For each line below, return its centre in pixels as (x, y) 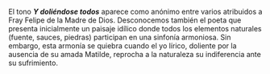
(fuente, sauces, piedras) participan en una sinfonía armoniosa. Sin (120, 37)
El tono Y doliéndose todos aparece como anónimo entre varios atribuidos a (135, 12)
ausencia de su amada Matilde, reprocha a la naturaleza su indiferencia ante (135, 54)
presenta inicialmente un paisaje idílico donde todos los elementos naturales (135, 29)
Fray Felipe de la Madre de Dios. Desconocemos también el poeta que (125, 20)
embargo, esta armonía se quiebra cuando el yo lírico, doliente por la (123, 46)
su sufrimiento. (33, 63)
